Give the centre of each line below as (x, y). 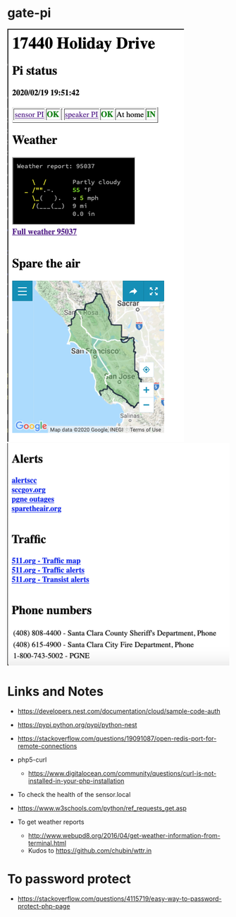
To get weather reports (51, 822)
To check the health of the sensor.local (74, 794)
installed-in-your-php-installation (76, 781)
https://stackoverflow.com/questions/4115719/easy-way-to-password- (119, 899)
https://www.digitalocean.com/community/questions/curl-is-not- (122, 773)
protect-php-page (44, 906)
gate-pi (29, 13)
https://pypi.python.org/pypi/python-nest (77, 724)
